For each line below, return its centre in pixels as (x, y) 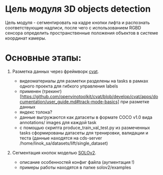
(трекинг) (52, 91)
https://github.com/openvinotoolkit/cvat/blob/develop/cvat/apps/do (90, 96)
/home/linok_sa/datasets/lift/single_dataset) (64, 143)
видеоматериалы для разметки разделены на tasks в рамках (84, 81)
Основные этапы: (43, 58)
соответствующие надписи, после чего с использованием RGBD (73, 27)
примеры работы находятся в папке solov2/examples (75, 167)
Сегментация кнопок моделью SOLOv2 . (54, 153)
